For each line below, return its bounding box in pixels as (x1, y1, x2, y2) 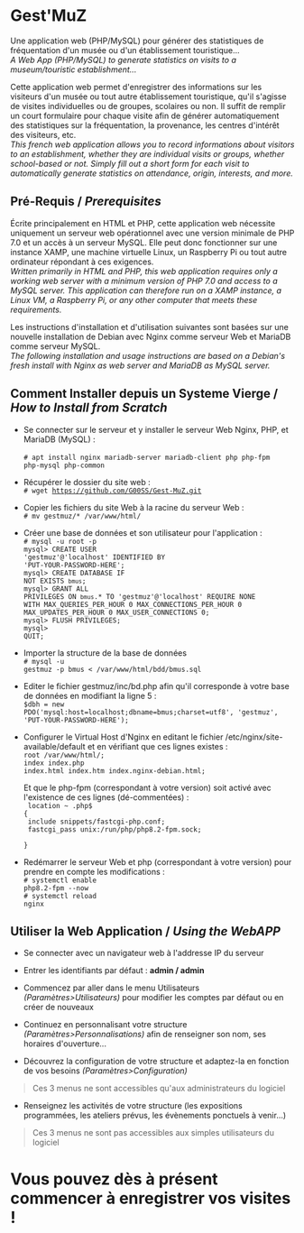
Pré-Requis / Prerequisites (10, 194, 161, 209)
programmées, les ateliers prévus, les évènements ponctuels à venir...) (23, 1110, 287, 1121)
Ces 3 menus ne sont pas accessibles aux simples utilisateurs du (32, 1127, 274, 1138)
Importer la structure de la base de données (23, 647, 188, 658)
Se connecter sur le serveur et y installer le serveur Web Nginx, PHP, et (23, 424, 290, 435)
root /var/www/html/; (23, 750, 105, 759)
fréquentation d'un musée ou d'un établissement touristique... (10, 44, 240, 55)
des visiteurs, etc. (10, 129, 77, 140)
